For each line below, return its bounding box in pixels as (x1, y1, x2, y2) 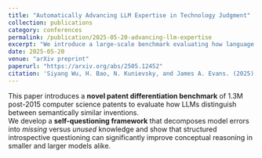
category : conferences (8, 26, 82, 34)
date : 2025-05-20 (8, 48, 65, 56)
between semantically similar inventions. (8, 107, 140, 117)
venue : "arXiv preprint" (8, 56, 89, 63)
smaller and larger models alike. (8, 141, 111, 150)
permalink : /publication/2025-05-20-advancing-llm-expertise (8, 33, 213, 41)
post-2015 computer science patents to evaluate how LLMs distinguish (8, 99, 237, 109)
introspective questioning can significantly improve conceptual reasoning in (8, 132, 253, 142)
